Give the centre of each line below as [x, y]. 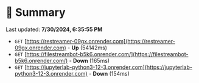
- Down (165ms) [89, 60]
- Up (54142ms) [87, 48]
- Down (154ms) [109, 73]
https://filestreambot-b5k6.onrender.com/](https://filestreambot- [107, 54]
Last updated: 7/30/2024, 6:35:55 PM [54, 29]
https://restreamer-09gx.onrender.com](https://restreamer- [101, 41]
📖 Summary [36, 13]
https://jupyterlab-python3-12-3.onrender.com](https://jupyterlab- [110, 67]
